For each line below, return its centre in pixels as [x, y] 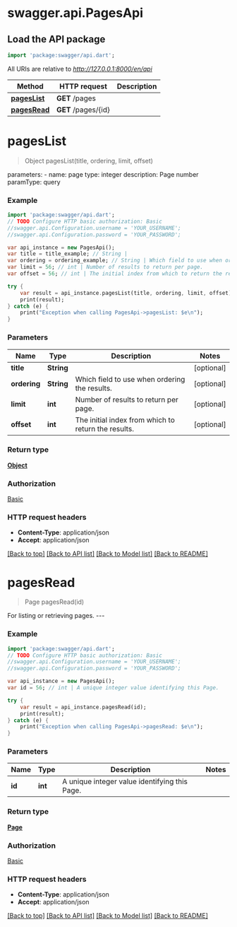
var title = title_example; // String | [68, 254]
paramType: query [34, 182]
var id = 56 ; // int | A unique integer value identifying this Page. [113, 688]
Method [30, 86]
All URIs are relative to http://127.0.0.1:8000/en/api [80, 69]
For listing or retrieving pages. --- [56, 616]
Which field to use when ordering [130, 379]
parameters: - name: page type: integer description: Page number [103, 174]
